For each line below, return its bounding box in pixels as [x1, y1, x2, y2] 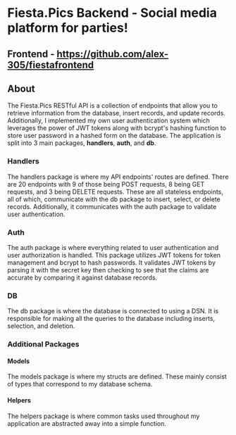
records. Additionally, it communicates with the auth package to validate [7, 202, 217, 210]
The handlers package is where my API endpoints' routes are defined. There [7, 172, 229, 181]
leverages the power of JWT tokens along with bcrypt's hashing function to [7, 124, 227, 132]
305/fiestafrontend [7, 58, 94, 71]
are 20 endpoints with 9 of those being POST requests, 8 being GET [7, 179, 205, 188]
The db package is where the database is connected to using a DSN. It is [7, 307, 219, 315]
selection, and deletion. [7, 322, 75, 330]
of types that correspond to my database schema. [7, 380, 153, 389]
